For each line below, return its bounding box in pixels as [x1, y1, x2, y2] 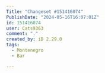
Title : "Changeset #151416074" [6, 8, 84, 15]
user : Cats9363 [6, 25, 44, 31]
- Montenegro [11, 47, 44, 53]
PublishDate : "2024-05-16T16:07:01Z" [6, 14, 100, 20]
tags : [6, 42, 20, 48]
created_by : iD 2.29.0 [6, 36, 62, 42]
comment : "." [6, 31, 39, 37]
